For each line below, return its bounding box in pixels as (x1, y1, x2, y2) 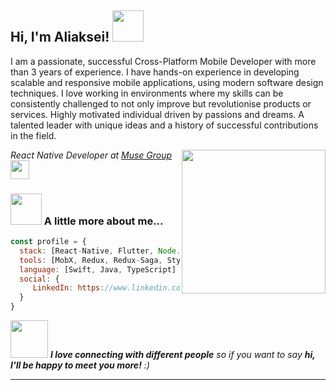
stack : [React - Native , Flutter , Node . (19, 246, 182, 256)
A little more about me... (43, 214, 164, 228)
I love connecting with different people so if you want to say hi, (49, 349, 316, 361)
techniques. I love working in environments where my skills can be (10, 87, 284, 99)
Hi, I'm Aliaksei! (10, 29, 110, 46)
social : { (19, 274, 60, 284)
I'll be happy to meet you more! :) (10, 359, 150, 371)
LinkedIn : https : (32, 283, 105, 293)
